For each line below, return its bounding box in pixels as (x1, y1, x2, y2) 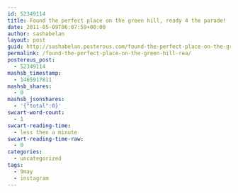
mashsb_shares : (7, 83, 52, 90)
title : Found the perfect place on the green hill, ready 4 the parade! (7, 17, 227, 24)
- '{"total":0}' (13, 103, 62, 110)
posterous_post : (7, 57, 55, 64)
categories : (7, 148, 42, 156)
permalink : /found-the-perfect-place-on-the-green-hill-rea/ (7, 50, 192, 57)
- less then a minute (13, 129, 78, 136)
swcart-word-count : (7, 109, 65, 116)
